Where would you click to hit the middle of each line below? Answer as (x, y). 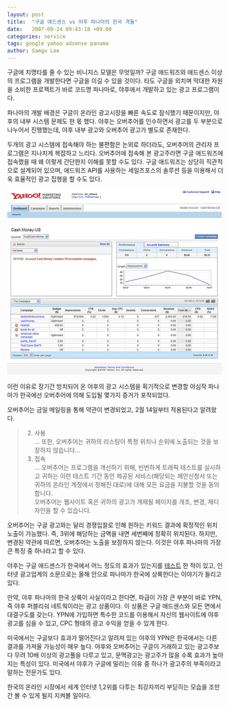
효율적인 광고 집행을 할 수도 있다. (58, 179)
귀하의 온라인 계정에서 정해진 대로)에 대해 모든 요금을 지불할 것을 (120, 485)
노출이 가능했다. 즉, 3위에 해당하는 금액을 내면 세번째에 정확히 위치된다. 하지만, (112, 533)
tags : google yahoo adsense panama (58, 44)
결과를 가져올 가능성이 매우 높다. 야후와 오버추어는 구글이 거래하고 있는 (101, 646)
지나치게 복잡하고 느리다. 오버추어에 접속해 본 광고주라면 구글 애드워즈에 (127, 153)
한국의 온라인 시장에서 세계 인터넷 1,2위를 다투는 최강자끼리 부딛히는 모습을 (107, 687)
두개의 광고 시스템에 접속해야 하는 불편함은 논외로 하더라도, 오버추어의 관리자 (110, 144)
